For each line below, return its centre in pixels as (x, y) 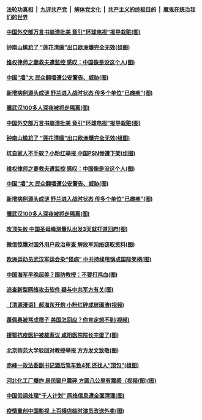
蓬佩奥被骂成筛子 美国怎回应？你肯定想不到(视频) (68, 320)
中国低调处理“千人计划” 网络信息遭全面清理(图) (65, 396)
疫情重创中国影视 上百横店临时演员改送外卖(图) (65, 411)
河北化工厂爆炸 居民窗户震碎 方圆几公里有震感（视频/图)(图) (81, 380)
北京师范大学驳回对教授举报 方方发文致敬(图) (63, 350)
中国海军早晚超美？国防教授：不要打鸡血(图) (62, 274)
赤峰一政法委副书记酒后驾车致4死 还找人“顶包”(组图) (73, 366)
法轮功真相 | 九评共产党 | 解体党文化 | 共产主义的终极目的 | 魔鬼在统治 (98, 9)
